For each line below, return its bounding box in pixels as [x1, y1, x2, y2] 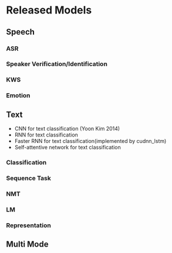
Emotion [6, 91, 31, 100]
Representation [6, 221, 51, 229]
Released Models [6, 4, 92, 17]
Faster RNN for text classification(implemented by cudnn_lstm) [14, 138, 167, 145]
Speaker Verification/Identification [6, 60, 107, 68]
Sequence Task [6, 174, 51, 182]
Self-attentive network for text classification [14, 144, 122, 151]
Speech [6, 27, 35, 37]
